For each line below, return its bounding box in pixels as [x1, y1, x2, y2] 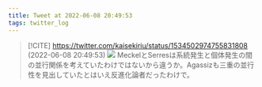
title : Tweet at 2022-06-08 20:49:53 [8, 11, 133, 20]
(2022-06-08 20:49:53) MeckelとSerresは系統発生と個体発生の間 [27, 50, 253, 59]
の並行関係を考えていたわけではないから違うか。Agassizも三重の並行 [27, 60, 255, 70]
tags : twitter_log [8, 19, 69, 27]
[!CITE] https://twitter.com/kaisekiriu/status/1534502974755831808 [27, 40, 248, 50]
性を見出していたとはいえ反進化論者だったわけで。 [27, 70, 194, 79]
